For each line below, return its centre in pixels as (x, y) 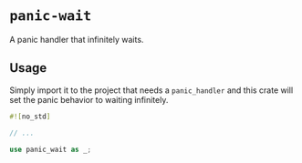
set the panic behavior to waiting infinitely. (89, 99)
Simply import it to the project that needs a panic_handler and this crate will (151, 90)
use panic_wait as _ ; (51, 149)
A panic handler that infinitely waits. (77, 39)
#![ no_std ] (30, 117)
